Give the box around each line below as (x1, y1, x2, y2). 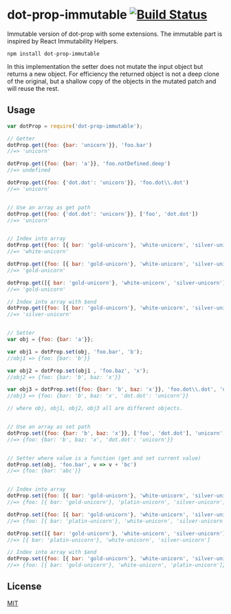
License (7, 581, 42, 593)
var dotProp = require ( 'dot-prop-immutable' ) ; (7, 123, 143, 130)
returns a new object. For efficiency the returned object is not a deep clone (7, 70, 220, 78)
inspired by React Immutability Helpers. (7, 37, 119, 45)
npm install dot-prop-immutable (7, 50, 100, 57)
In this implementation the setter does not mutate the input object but (7, 62, 203, 70)
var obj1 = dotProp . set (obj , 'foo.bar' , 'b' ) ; (7, 348, 143, 355)
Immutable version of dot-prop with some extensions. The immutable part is (7, 30, 223, 38)
